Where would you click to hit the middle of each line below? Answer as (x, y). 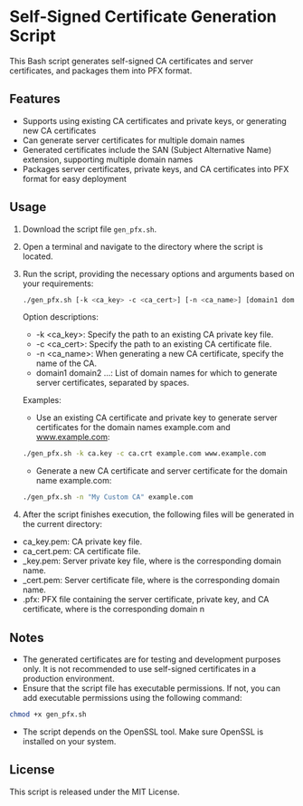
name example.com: (74, 481)
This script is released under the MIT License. (95, 792)
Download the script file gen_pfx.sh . (89, 229)
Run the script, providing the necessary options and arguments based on (158, 273)
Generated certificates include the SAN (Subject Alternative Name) (147, 149)
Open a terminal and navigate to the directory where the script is (143, 246)
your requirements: (58, 283)
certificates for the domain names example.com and (133, 427)
